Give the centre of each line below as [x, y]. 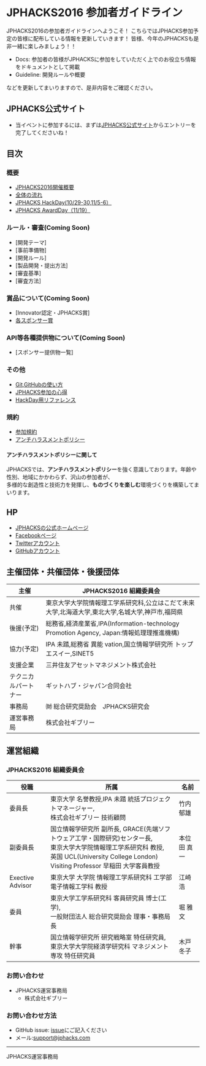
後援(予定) [24, 628]
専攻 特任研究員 [73, 956]
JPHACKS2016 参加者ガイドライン [94, 13]
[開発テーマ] [31, 242]
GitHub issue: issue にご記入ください [61, 1030]
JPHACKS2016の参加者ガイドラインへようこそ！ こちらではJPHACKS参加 [100, 31]
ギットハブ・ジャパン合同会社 [89, 686]
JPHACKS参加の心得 [41, 392]
